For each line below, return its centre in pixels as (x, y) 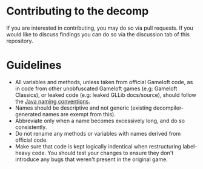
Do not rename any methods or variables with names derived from (98, 133)
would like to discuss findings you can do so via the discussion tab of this (98, 34)
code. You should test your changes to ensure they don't (103, 153)
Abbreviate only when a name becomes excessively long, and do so (100, 121)
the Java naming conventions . (53, 101)
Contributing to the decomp (78, 11)
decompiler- (168, 108)
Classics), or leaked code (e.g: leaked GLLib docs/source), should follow (106, 94)
